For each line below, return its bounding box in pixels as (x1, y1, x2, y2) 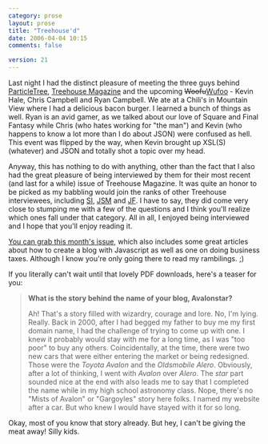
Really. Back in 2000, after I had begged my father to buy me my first (27, 317, 256, 327)
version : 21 (8, 56, 48, 64)
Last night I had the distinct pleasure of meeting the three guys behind (8, 78, 240, 87)
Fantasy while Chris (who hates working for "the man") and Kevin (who (8, 121, 242, 130)
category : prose (8, 11, 62, 20)
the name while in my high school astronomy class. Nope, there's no (27, 385, 254, 395)
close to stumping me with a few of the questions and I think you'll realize (8, 204, 250, 213)
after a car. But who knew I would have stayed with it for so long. (27, 402, 242, 412)
